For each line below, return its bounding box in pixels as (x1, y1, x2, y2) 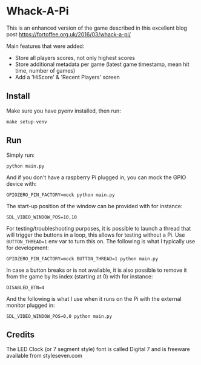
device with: (6, 180, 37, 187)
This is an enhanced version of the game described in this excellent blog (6, 24, 188, 31)
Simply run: (6, 151, 35, 159)
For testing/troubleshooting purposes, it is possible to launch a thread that (6, 225, 191, 232)
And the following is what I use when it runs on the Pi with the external (6, 295, 182, 302)
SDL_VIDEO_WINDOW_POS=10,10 (6, 214, 77, 220)
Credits (6, 329, 35, 340)
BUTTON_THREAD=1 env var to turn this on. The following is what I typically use (6, 237, 196, 245)
